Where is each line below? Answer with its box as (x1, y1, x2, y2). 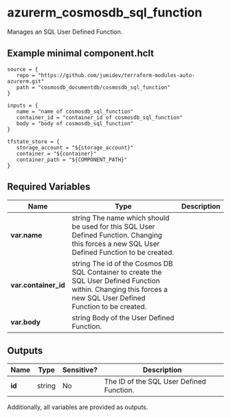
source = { (7, 65, 38, 73)
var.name (10, 230, 43, 240)
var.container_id (10, 280, 65, 290)
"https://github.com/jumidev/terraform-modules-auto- (37, 72, 195, 79)
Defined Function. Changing (71, 230, 163, 240)
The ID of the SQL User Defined (104, 377, 206, 386)
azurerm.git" (7, 78, 45, 85)
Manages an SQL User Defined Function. (7, 28, 123, 36)
